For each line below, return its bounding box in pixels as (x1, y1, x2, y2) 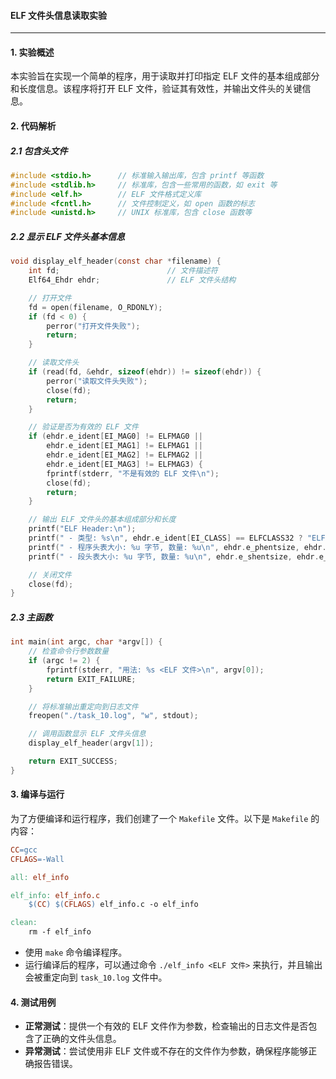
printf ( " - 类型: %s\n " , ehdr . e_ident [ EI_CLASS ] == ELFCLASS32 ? (28, 533, 303, 544)
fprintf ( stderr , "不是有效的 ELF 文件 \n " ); (46, 468, 220, 479)
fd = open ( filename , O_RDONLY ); (28, 302, 163, 312)
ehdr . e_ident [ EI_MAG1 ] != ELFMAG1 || (46, 441, 203, 451)
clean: (10, 918, 38, 928)
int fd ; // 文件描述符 (28, 266, 218, 276)
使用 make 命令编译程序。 (24, 946, 128, 959)
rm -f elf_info (28, 927, 92, 937)
